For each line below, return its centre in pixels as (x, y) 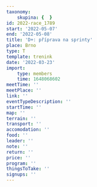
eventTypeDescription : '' (39, 101)
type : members (35, 74)
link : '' (17, 96)
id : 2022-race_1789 (31, 23)
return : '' (20, 152)
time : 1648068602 (39, 79)
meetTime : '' (23, 85)
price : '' (19, 157)
